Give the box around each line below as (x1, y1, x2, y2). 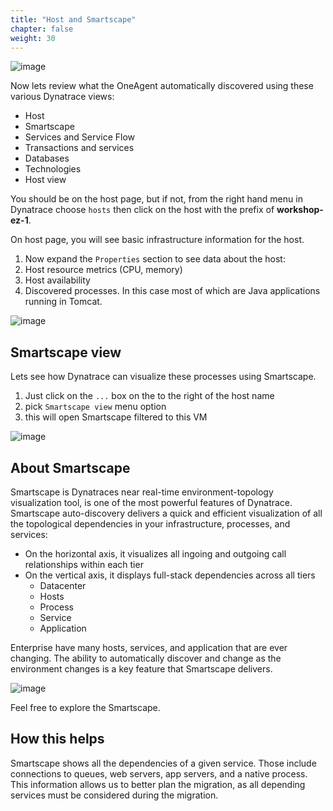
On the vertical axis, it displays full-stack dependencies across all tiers (24, 569, 316, 581)
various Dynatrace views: (10, 91, 115, 103)
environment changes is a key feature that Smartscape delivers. (10, 663, 273, 675)
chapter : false (10, 24, 74, 34)
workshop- (276, 204, 324, 216)
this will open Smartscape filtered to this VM (24, 411, 208, 423)
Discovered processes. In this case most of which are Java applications (24, 285, 321, 297)
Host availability (24, 274, 91, 286)
